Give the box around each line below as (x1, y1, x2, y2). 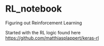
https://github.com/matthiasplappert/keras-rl (5, 35, 99, 41)
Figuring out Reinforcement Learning (5, 20, 82, 26)
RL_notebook (5, 3, 62, 15)
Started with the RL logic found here (5, 29, 81, 35)
